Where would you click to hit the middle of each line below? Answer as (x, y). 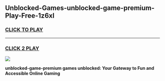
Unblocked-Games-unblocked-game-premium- (80, 8)
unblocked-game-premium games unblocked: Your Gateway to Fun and (80, 68)
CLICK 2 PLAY (22, 48)
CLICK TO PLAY (24, 30)
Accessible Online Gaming (33, 73)
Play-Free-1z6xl (30, 16)
